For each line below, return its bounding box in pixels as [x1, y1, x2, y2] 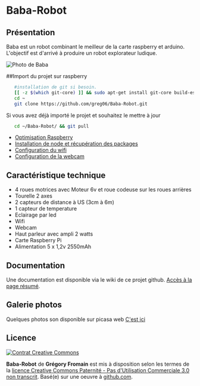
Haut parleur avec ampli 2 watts [14, 230, 93, 237]
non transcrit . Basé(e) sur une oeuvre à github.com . [6, 373, 133, 380]
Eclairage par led [14, 211, 57, 218]
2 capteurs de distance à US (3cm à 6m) [14, 199, 115, 206]
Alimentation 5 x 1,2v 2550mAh [14, 243, 92, 251]
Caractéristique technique [6, 170, 106, 180]
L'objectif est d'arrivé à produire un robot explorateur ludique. [6, 50, 158, 57]
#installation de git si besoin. [14, 84, 97, 90]
